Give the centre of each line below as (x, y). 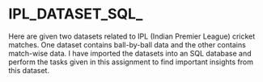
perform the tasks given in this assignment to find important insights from (131, 62)
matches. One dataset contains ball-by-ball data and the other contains (127, 44)
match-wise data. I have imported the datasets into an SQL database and (130, 53)
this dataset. (29, 70)
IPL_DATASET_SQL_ (76, 14)
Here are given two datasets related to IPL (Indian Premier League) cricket (132, 36)
